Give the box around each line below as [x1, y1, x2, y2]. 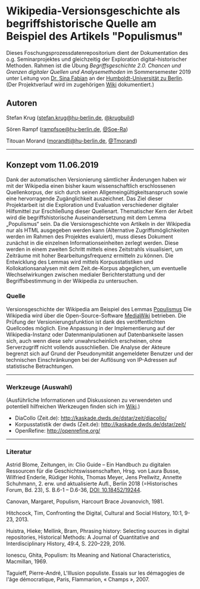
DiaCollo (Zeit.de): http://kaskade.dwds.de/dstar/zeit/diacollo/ [14, 414, 167, 421]
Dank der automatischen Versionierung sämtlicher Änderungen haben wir [6, 176, 186, 183]
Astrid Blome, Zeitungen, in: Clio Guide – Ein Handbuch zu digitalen [6, 461, 171, 469]
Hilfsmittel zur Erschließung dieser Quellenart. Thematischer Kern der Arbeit [6, 207, 193, 215]
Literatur [6, 448, 32, 456]
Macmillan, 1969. [6, 558, 48, 565]
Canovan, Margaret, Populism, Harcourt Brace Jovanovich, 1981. [6, 498, 164, 505]
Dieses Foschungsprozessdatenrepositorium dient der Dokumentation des [6, 49, 189, 56]
